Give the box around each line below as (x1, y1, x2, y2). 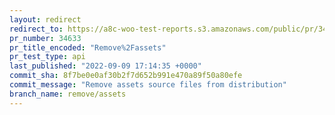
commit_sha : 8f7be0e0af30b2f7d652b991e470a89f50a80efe (9, 71, 243, 81)
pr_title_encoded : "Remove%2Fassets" (9, 42, 167, 53)
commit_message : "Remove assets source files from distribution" (9, 80, 287, 90)
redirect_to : (9, 24, 64, 34)
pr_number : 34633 (9, 33, 82, 43)
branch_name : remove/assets (9, 89, 127, 99)
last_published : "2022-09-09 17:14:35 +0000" (9, 61, 202, 71)
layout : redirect (9, 14, 82, 25)
